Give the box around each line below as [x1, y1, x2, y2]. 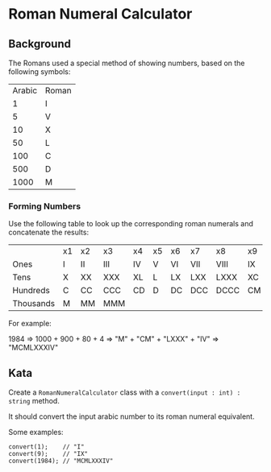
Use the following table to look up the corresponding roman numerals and [8, 219, 254, 229]
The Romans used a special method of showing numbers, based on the [8, 58, 245, 68]
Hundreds [12, 285, 50, 296]
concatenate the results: [8, 227, 90, 238]
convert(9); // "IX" [8, 450, 89, 458]
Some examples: [8, 428, 64, 437]
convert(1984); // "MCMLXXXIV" [8, 457, 114, 466]
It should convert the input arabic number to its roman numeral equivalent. [8, 412, 256, 421]
